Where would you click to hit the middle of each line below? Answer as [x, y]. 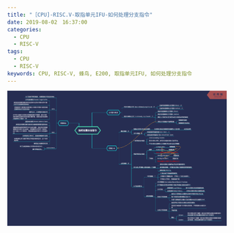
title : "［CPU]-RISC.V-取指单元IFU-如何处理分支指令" [80, 15]
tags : [15, 52]
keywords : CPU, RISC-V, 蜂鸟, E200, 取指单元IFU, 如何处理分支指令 [100, 73]
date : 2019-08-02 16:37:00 [47, 22]
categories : [24, 29]
